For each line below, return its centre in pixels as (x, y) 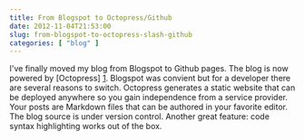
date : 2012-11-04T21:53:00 (60, 26)
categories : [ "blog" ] (54, 43)
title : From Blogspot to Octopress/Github (91, 18)
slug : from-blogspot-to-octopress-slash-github (101, 34)
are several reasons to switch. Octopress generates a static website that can (152, 88)
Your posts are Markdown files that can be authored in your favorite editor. (149, 107)
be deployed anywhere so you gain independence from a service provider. (149, 98)
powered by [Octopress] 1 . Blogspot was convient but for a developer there (150, 79)
